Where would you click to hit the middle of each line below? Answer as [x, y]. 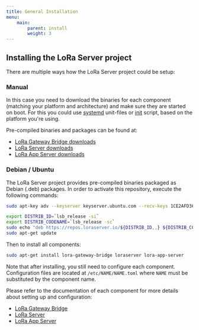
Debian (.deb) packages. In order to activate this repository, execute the [94, 189]
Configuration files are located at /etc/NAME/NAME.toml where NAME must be [97, 273]
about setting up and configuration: [49, 297]
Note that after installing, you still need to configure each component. [91, 266]
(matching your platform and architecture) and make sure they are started [96, 106]
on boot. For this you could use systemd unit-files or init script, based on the [99, 112]
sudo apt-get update [32, 233]
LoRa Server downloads [44, 148]
